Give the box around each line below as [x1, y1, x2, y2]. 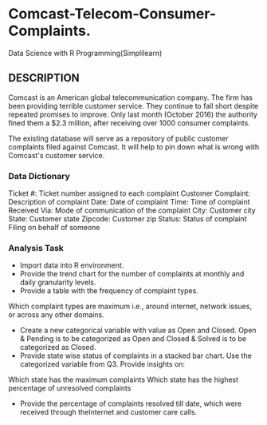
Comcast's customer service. [8, 150, 105, 160]
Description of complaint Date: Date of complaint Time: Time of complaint [8, 197, 250, 207]
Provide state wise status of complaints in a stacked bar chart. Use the [19, 351, 253, 360]
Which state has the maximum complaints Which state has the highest [8, 375, 239, 384]
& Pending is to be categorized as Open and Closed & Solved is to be [19, 334, 247, 344]
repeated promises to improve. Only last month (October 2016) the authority [8, 109, 257, 119]
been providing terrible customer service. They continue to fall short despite [8, 101, 259, 110]
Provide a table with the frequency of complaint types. [19, 286, 199, 296]
